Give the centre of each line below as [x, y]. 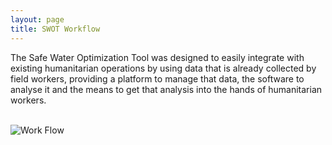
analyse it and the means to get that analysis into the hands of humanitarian [166, 89]
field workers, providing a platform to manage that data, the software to [157, 78]
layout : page [37, 19]
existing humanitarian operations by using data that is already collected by [163, 68]
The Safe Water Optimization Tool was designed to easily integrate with [157, 57]
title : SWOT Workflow [55, 29]
